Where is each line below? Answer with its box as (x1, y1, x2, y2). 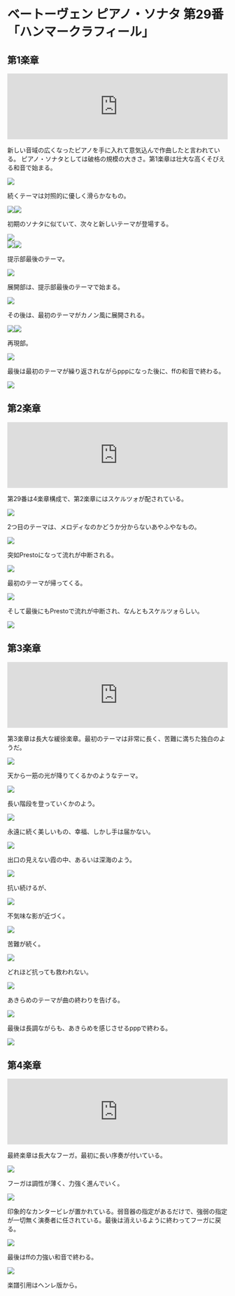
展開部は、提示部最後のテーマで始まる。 (7, 283, 124, 291)
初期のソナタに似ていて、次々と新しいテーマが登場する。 (7, 220, 173, 228)
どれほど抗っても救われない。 (7, 968, 92, 976)
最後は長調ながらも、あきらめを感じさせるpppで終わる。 (7, 1024, 172, 1032)
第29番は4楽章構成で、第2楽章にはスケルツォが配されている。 (7, 494, 187, 502)
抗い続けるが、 (7, 883, 50, 892)
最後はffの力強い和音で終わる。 (7, 1253, 98, 1262)
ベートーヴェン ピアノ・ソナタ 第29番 (7, 6, 224, 22)
